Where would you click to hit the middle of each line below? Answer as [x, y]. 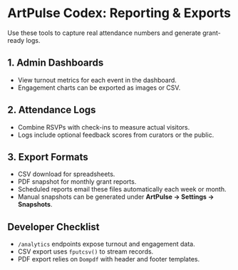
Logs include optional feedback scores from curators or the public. [116, 135]
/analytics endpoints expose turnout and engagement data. [106, 244]
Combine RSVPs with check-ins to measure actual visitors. [104, 127]
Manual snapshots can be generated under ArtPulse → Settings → [116, 197]
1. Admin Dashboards [56, 63]
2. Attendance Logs [52, 110]
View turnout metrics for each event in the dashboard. [97, 80]
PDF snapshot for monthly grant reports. [77, 182]
